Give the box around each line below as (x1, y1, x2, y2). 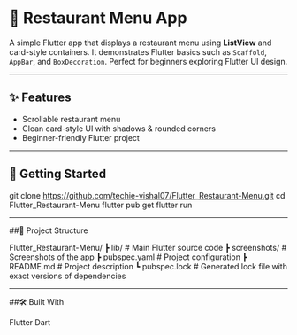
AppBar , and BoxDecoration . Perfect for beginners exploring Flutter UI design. (9, 56, 288, 66)
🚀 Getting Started (9, 167, 107, 182)
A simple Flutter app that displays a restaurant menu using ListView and (9, 37, 272, 48)
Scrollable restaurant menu (21, 113, 121, 124)
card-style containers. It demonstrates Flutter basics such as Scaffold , (9, 46, 267, 57)
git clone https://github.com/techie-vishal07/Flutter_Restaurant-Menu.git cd (9, 190, 286, 200)
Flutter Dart (9, 316, 51, 327)
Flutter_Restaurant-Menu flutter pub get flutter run (9, 199, 193, 210)
